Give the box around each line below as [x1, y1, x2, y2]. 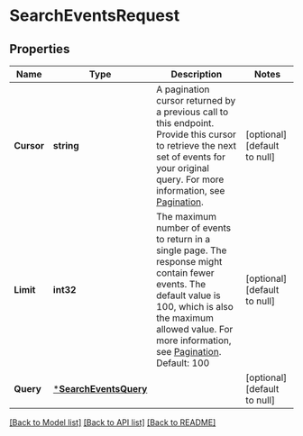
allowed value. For [156, 323, 234, 335]
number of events [156, 222, 232, 234]
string [52, 140, 79, 151]
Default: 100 [156, 357, 210, 369]
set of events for [156, 150, 225, 163]
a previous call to [156, 105, 228, 118]
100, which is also [156, 301, 234, 313]
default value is [156, 289, 221, 302]
